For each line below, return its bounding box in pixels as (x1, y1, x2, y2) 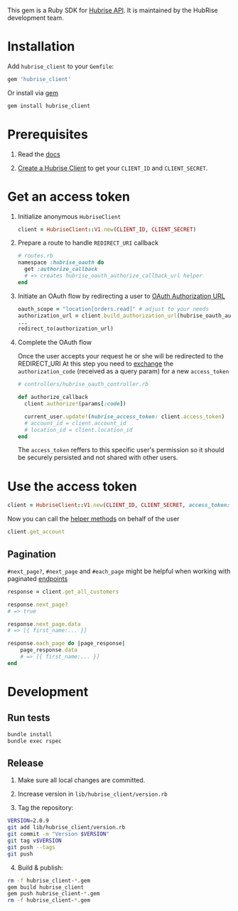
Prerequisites (7, 126, 89, 142)
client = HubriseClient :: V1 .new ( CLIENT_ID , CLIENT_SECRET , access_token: (7, 501, 231, 509)
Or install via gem (7, 88, 59, 97)
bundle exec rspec (7, 737, 62, 745)
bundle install (7, 730, 53, 738)
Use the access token (7, 478, 137, 494)
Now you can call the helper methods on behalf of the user (7, 515, 180, 523)
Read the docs (17, 149, 60, 159)
